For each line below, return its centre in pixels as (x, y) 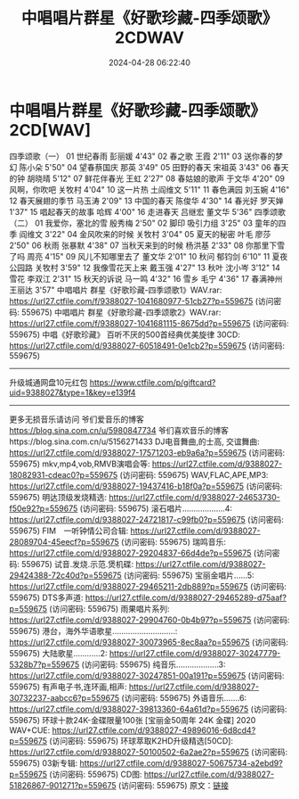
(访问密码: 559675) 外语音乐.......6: (184, 697)
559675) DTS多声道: (46, 597)
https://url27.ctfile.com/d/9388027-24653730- (194, 497)
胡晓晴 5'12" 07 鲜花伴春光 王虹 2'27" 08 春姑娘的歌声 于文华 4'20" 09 (155, 178)
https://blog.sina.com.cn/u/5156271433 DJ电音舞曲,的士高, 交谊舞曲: (134, 441)
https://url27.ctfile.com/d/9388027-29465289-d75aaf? (186, 597)
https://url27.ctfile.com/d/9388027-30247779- (195, 653)
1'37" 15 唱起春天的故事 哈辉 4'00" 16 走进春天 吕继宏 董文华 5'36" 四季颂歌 (148, 211)
